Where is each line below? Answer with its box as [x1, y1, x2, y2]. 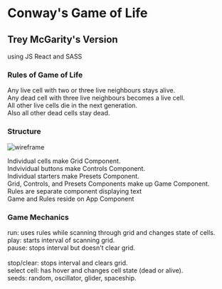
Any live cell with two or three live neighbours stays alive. [7, 86, 176, 95]
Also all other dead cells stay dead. [7, 109, 110, 117]
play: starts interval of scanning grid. [7, 236, 115, 244]
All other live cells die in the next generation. [7, 101, 137, 110]
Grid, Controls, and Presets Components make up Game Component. [7, 179, 210, 188]
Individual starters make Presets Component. [7, 172, 140, 180]
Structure [7, 127, 41, 137]
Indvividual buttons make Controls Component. [7, 164, 146, 172]
